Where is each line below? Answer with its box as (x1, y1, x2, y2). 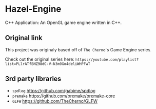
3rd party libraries (5, 75, 61, 83)
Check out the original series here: (5, 56, 75, 62)
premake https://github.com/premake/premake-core (12, 93, 116, 99)
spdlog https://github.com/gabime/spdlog (12, 87, 96, 93)
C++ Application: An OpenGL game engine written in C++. (5, 20, 122, 25)
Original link (5, 34, 43, 42)
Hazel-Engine (5, 3, 61, 15)
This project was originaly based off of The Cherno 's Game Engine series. (5, 46, 152, 52)
